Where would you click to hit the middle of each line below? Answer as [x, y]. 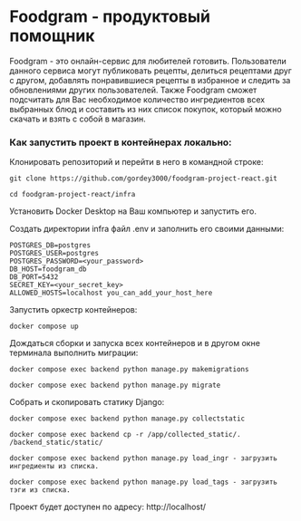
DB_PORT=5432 [34, 277]
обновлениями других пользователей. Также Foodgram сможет [133, 90]
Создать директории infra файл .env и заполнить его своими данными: [147, 229]
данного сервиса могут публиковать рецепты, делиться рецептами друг [150, 71]
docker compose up [44, 327]
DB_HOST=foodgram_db [49, 269]
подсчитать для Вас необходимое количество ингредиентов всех [137, 99]
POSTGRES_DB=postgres [50, 246]
